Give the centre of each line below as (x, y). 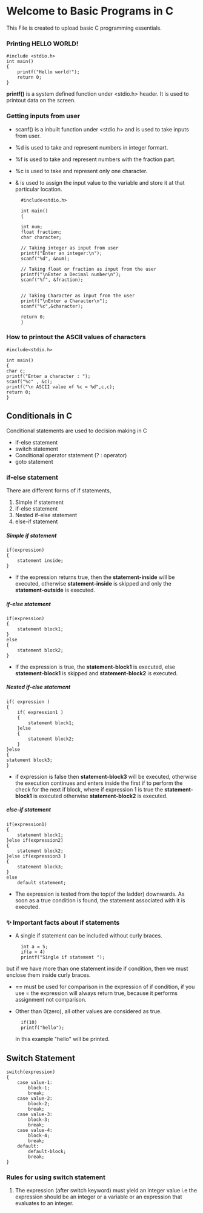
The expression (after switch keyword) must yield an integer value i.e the (106, 1191)
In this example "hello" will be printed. (62, 1039)
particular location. (38, 189)
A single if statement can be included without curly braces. (88, 936)
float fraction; (41, 232)
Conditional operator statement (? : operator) (71, 455)
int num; (32, 226)
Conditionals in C (39, 416)
